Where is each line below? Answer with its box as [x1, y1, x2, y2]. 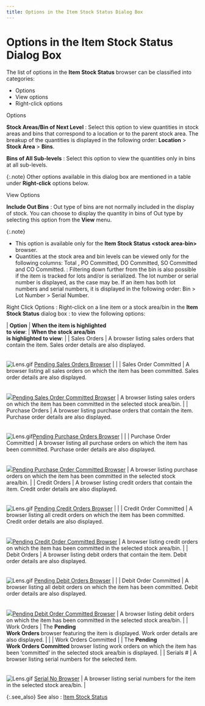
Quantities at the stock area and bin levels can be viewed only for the [15, 253, 189, 260]
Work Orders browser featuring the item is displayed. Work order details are [6, 629, 198, 636]
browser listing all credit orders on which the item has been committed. [6, 511, 185, 519]
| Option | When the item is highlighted [6, 322, 107, 329]
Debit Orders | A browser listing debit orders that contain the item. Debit [6, 550, 187, 558]
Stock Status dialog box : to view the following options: [6, 309, 145, 317]
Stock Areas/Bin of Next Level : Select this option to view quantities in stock [6, 123, 199, 131]
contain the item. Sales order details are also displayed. [6, 341, 145, 348]
